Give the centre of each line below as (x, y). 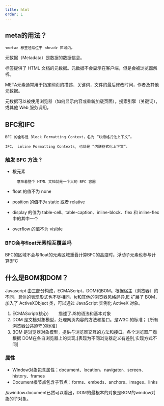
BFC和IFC (20, 124)
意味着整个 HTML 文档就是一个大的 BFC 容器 (56, 182)
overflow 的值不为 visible (37, 229)
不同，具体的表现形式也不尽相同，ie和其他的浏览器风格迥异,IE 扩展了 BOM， (82, 297)
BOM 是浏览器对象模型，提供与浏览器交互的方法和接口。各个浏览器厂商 (84, 332)
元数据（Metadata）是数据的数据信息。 (45, 58)
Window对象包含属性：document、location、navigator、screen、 (79, 370)
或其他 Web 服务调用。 (28, 108)
